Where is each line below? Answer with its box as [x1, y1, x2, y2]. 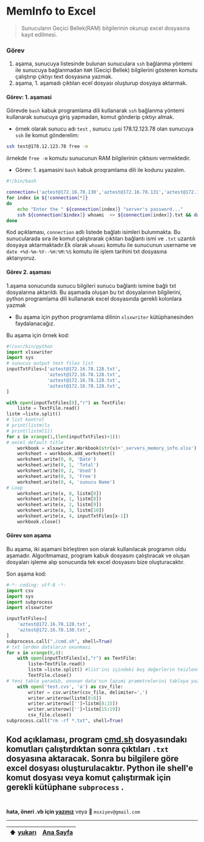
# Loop [6, 485, 23, 491]
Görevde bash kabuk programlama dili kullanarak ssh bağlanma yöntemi [6, 107, 185, 114]
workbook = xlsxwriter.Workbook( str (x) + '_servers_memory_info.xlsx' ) [17, 445, 197, 451]
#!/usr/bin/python [6, 343, 53, 349]
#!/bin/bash [6, 178, 36, 184]
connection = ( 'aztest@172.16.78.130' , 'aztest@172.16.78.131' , [6, 189, 165, 196]
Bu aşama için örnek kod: [6, 331, 70, 339]
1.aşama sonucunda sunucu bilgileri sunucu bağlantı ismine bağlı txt [6, 282, 176, 289]
